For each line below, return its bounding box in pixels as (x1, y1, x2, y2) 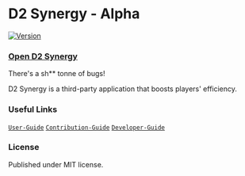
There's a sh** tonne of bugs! (8, 69, 105, 78)
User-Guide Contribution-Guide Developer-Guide (8, 124, 165, 132)
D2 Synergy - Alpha (8, 5, 140, 23)
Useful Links (8, 104, 58, 115)
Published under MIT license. (8, 159, 104, 169)
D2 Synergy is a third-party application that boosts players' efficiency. (8, 84, 238, 94)
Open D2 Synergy (8, 51, 78, 62)
